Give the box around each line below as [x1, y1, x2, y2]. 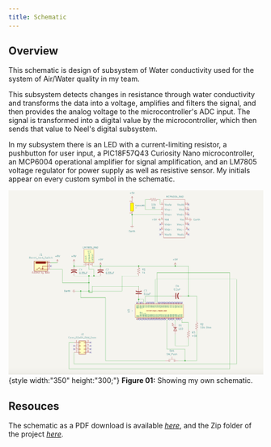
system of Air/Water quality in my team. [8, 74, 140, 84]
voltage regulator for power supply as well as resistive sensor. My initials [8, 166, 251, 176]
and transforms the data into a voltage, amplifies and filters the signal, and [8, 98, 256, 109]
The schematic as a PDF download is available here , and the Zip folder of [8, 420, 252, 430]
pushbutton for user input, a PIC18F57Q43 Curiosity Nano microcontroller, [8, 148, 255, 158]
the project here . [8, 429, 64, 439]
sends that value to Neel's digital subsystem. [8, 124, 158, 134]
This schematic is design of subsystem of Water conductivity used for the [8, 66, 255, 75]
